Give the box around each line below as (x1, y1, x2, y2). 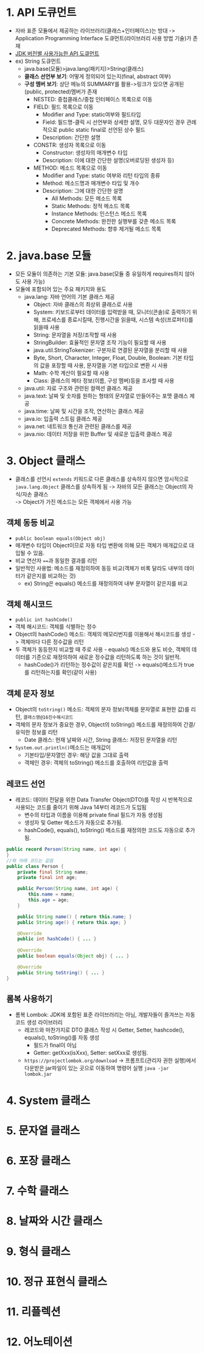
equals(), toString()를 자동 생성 (24, 1034, 99, 1041)
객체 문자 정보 (6, 688, 55, 698)
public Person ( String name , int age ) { (17, 886, 119, 892)
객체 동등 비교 (6, 518, 55, 528)
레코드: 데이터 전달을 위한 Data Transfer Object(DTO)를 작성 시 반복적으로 (15, 796, 193, 803)
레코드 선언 (6, 778, 46, 789)
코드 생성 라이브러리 (15, 1019, 63, 1026)
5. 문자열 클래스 (6, 1124, 80, 1138)
